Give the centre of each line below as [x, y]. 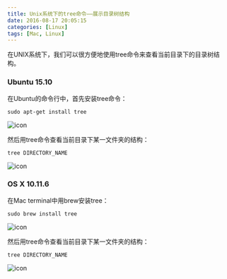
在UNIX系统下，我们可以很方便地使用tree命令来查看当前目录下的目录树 [111, 54]
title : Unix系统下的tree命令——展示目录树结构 [69, 14]
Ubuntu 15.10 [30, 82]
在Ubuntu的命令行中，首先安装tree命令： [67, 98]
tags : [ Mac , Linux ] [36, 34]
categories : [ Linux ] [38, 27]
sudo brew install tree [42, 214]
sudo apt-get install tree [47, 112]
